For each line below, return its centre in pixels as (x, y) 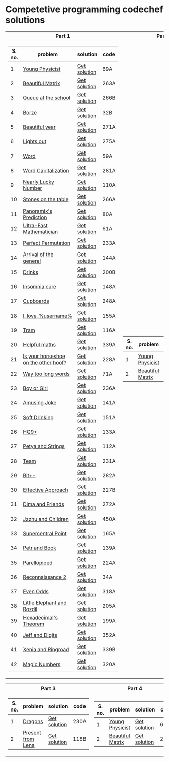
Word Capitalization (46, 170)
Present (32, 732)
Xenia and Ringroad (46, 649)
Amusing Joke (40, 402)
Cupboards (36, 301)
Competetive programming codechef (84, 9)
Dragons (33, 721)
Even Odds (36, 591)
